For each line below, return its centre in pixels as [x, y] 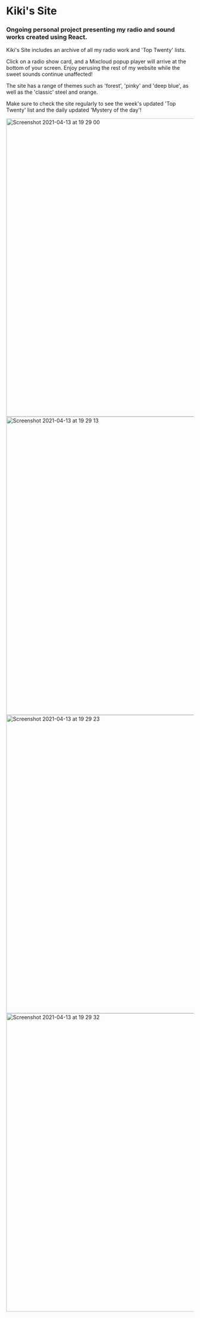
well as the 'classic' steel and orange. [52, 92]
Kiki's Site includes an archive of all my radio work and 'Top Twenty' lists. [96, 50]
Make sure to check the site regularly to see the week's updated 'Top [91, 104]
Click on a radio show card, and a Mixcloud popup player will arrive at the [96, 61]
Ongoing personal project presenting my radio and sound [91, 30]
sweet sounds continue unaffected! [50, 74]
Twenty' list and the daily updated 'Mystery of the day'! [74, 110]
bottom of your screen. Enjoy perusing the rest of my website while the [93, 68]
